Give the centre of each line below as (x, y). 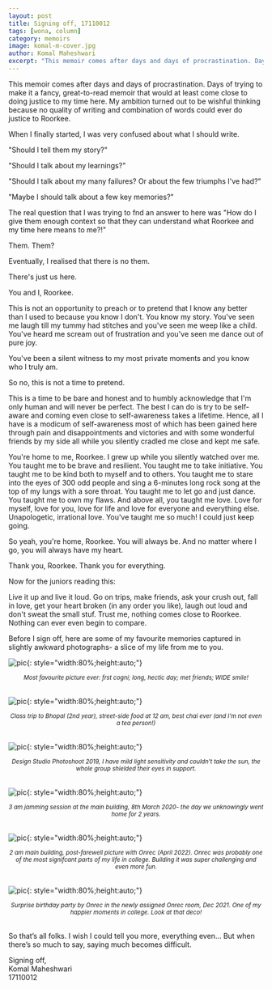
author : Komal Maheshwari (52, 53)
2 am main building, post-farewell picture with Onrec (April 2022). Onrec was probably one (136, 852)
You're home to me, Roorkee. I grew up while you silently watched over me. (134, 456)
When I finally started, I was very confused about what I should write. (124, 134)
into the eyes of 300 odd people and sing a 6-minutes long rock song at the (134, 482)
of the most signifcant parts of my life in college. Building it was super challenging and (136, 860)
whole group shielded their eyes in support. (136, 768)
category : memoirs (39, 38)
